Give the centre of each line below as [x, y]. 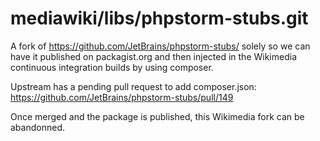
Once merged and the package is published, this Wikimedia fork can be [157, 116]
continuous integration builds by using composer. [112, 67]
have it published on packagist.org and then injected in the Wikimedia [154, 56]
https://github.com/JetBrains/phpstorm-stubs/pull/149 [122, 97]
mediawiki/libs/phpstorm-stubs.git [159, 18]
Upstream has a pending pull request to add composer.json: [133, 86]
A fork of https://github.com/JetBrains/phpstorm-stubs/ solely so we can [160, 46]
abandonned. [37, 127]
